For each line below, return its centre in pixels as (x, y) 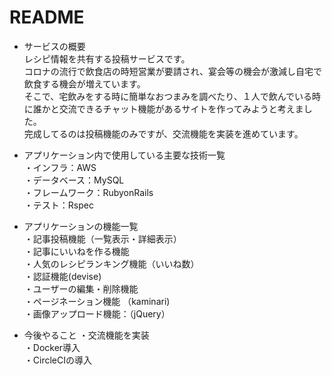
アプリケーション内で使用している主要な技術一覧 (124, 155)
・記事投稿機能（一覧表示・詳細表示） (102, 238)
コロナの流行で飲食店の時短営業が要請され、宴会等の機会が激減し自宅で (172, 71)
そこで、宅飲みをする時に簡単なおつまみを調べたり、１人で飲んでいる (167, 96)
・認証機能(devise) (62, 276)
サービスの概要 (54, 46)
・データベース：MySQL (74, 180)
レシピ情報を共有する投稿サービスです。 (107, 58)
